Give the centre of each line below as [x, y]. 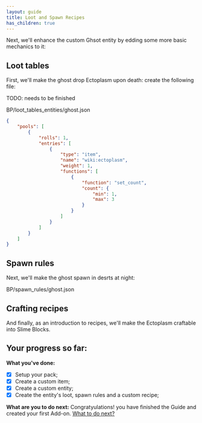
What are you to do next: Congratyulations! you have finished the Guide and [101, 407]
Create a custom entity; [44, 388]
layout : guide [24, 12]
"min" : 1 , [105, 194]
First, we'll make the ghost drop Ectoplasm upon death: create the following [100, 80]
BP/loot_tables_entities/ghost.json [48, 110]
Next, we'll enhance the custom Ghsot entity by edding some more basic [96, 40]
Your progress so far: [47, 348]
